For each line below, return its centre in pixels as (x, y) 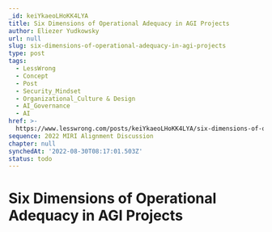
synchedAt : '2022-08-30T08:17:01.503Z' (76, 151)
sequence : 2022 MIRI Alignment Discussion (81, 136)
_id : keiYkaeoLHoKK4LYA (49, 16)
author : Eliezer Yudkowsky (54, 31)
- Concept (32, 76)
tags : (17, 61)
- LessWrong (36, 69)
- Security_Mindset (49, 91)
